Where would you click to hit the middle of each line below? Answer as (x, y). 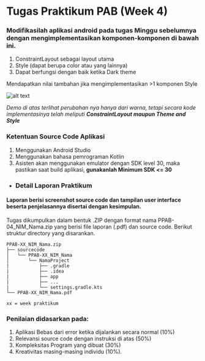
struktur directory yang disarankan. (51, 233)
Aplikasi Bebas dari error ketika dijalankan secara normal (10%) (95, 332)
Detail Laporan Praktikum (54, 185)
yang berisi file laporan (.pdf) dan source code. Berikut (123, 226)
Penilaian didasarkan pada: (48, 319)
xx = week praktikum (33, 303)
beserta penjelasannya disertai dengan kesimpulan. (74, 207)
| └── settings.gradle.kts (54, 287)
